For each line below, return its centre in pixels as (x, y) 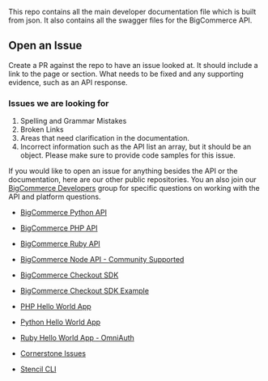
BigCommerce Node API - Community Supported (102, 260)
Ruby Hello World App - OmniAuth (77, 338)
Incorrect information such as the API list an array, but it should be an (136, 147)
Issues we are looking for (59, 103)
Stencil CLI (38, 369)
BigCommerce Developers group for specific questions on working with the (134, 188)
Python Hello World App (60, 322)
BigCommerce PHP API (59, 228)
